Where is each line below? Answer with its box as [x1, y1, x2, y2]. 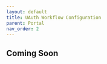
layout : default [6, 8, 47, 15]
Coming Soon [6, 48, 59, 58]
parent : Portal [6, 20, 45, 26]
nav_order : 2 [6, 25, 39, 32]
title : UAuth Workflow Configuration [6, 14, 102, 21]
